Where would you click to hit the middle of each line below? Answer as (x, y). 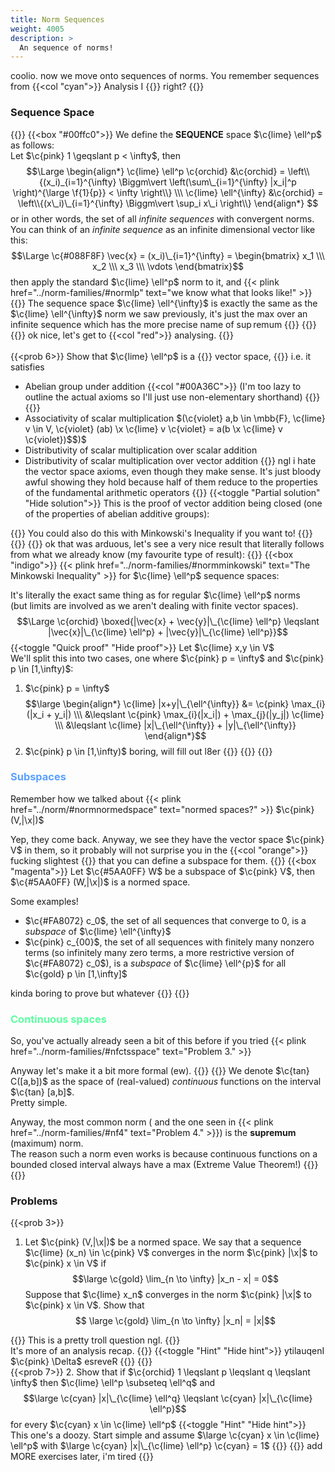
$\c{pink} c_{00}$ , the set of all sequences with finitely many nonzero (169, 942)
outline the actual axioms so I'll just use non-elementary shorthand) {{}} (172, 397)
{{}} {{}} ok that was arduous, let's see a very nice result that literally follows (167, 543)
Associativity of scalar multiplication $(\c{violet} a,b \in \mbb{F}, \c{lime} (175, 418)
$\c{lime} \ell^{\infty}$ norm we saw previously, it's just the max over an (159, 313)
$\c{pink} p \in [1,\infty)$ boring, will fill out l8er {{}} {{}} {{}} (148, 751)
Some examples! (44, 901)
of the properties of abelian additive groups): (117, 513)
